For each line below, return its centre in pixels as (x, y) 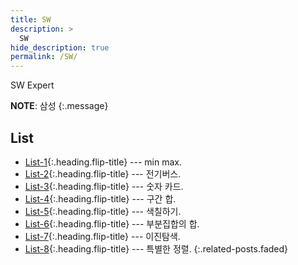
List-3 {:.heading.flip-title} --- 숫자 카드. (104, 186)
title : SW (31, 19)
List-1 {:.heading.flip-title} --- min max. (103, 162)
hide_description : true (60, 47)
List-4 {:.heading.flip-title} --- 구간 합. (100, 198)
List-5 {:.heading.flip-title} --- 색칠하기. (103, 211)
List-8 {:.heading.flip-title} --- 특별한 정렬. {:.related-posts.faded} (156, 248)
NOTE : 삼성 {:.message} (59, 106)
